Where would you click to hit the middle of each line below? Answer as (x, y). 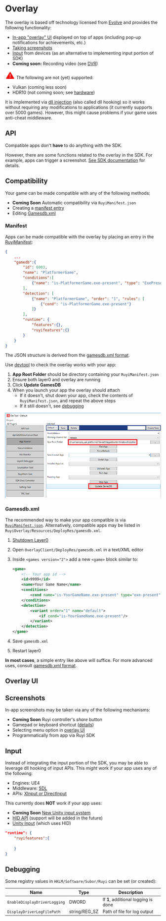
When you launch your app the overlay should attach (66, 390)
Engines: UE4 (26, 783)
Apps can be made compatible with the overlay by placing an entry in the (80, 236)
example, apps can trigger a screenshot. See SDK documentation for (75, 160)
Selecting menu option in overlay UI (48, 730)
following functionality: (28, 27)
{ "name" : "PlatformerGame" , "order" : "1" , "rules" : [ (88, 299)
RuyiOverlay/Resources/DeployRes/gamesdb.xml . (53, 530)
